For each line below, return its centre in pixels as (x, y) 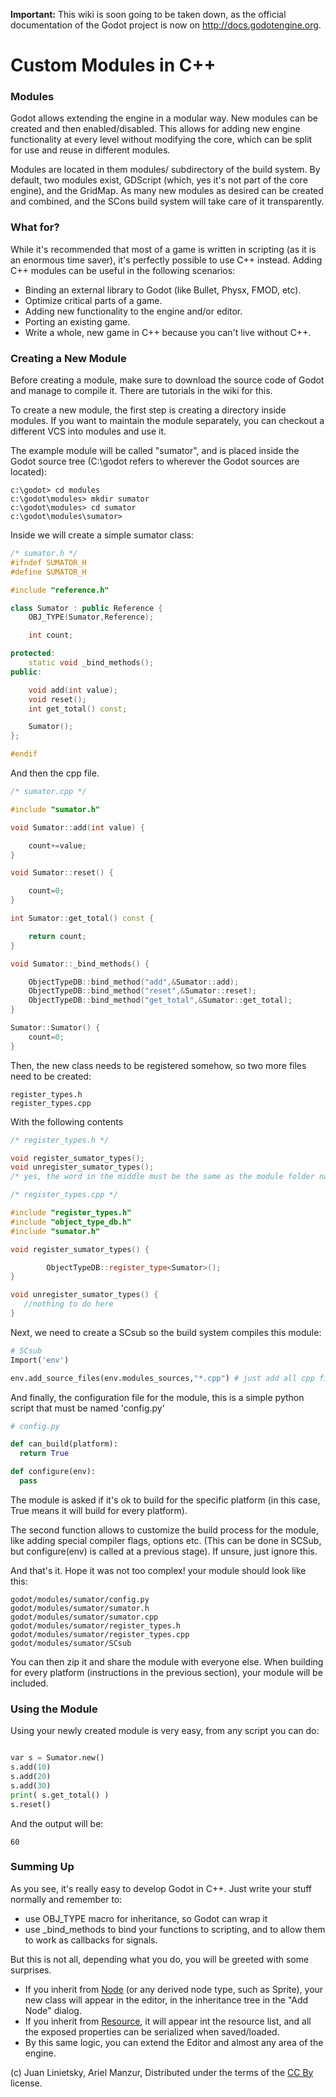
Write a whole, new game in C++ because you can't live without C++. (168, 332)
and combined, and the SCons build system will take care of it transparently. (167, 201)
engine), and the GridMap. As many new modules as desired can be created (167, 191)
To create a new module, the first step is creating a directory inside (148, 410)
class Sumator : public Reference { (86, 608)
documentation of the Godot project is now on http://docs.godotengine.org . (166, 25)
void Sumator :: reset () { (62, 873)
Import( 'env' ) (40, 1360)
